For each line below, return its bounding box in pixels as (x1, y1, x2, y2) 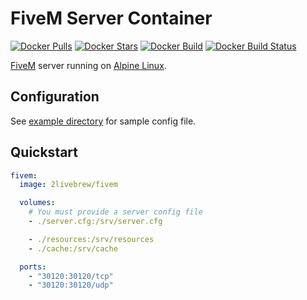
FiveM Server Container (10, 7, 213, 30)
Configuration (10, 88, 100, 106)
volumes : (19, 198, 56, 208)
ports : (19, 262, 47, 272)
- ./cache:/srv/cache (28, 243, 118, 254)
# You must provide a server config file (28, 207, 203, 217)
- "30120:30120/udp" (28, 280, 114, 291)
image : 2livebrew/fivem (19, 180, 118, 190)
